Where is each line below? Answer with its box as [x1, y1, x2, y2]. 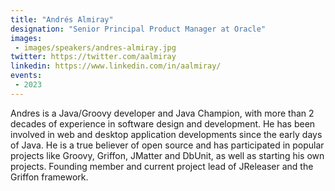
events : [10, 71, 43, 81]
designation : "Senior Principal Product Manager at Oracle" [10, 24, 267, 34]
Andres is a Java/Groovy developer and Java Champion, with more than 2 [10, 107, 315, 119]
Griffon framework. [10, 171, 89, 183]
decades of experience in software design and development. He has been [10, 117, 316, 130]
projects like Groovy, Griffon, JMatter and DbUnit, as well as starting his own [10, 149, 325, 161]
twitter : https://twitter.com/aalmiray [10, 52, 177, 62]
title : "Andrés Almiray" [10, 14, 114, 25]
